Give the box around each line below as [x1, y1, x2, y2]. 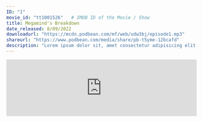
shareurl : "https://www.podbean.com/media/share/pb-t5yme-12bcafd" [6, 37, 180, 43]
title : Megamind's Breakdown [6, 20, 80, 26]
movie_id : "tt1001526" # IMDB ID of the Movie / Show [6, 14, 150, 21]
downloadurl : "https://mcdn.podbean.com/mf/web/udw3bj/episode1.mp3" [6, 31, 185, 37]
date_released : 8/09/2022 [6, 25, 71, 32]
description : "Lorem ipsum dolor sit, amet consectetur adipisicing [6, 43, 182, 49]
